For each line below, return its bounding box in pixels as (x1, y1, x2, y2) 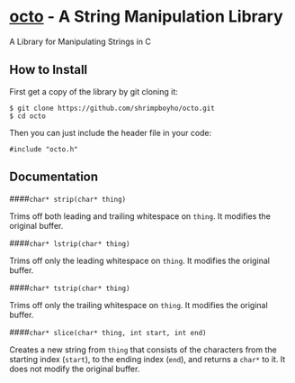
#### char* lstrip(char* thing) (9, 237, 130, 249)
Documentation (9, 169, 99, 185)
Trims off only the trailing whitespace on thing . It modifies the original (9, 299, 268, 310)
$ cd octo (9, 111, 47, 121)
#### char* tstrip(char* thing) (9, 282, 130, 293)
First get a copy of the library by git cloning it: (9, 86, 178, 96)
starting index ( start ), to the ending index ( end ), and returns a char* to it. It (9, 353, 286, 364)
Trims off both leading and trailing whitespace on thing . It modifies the (9, 210, 272, 222)
